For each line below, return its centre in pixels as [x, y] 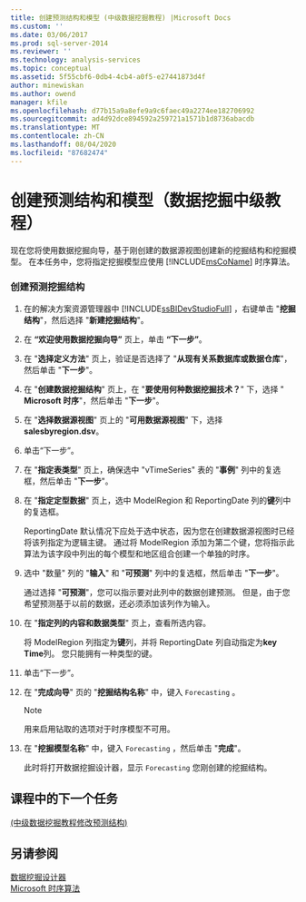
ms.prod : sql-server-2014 [59, 43]
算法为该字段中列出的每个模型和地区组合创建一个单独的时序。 [139, 554]
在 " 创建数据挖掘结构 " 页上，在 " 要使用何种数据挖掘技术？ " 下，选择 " [154, 389]
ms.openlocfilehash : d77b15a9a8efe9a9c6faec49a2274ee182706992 [133, 111]
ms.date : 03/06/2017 [49, 34]
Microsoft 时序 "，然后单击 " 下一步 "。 [94, 400]
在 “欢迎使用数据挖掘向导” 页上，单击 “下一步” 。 [115, 339]
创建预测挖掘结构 [48, 287]
